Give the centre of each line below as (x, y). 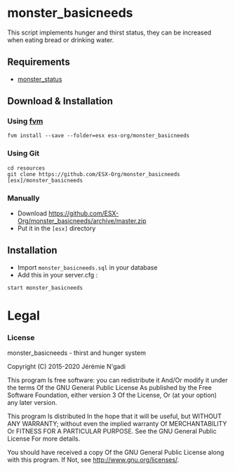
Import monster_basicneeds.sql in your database (87, 267)
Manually (23, 198)
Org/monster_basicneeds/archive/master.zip (82, 221)
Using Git (23, 153)
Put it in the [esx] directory (56, 228)
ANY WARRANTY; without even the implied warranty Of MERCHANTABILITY (117, 424)
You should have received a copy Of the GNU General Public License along (116, 453)
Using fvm (25, 121)
